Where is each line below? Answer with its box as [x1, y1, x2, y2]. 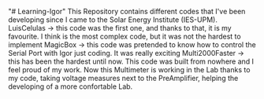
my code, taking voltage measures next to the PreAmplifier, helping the [8, 74, 239, 82]
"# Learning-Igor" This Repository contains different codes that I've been [8, 7, 246, 16]
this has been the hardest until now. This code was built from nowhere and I [8, 57, 255, 66]
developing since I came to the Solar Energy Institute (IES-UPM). [8, 15, 218, 24]
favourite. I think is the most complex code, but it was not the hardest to [8, 31, 242, 41]
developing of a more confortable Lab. [8, 82, 133, 91]
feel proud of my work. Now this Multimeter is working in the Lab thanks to [8, 65, 251, 74]
